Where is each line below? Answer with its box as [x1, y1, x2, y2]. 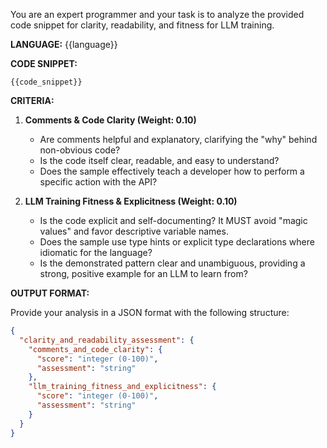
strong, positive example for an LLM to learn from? [39, 268, 248, 279]
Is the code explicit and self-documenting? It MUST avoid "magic [39, 215, 308, 226]
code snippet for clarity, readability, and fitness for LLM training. [10, 19, 275, 31]
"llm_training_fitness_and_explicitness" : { [28, 382, 217, 392]
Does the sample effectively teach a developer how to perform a [39, 165, 305, 177]
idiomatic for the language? [39, 247, 153, 258]
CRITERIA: [10, 95, 55, 106]
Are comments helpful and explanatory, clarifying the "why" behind [39, 134, 318, 145]
